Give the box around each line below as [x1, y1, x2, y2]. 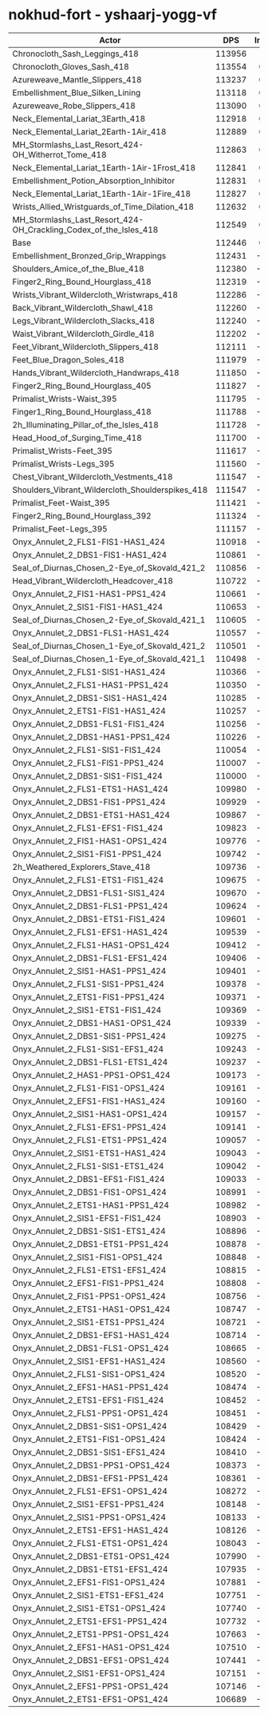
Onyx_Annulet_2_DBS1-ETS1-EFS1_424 [12, 1563, 168, 1574]
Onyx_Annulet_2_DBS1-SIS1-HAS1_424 [12, 692, 167, 703]
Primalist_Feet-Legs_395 [12, 523, 108, 534]
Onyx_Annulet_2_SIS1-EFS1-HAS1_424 [12, 1355, 166, 1366]
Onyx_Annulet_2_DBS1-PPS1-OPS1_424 [12, 1459, 170, 1470]
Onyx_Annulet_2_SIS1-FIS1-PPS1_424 [12, 848, 162, 860]
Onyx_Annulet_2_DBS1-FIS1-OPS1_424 [12, 1186, 167, 1197]
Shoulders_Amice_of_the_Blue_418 [12, 262, 145, 274]
